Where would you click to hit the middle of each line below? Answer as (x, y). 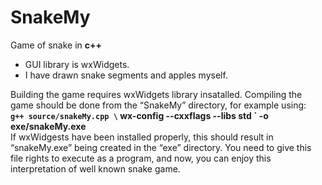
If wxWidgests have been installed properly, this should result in (142, 137)
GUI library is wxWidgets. (77, 64)
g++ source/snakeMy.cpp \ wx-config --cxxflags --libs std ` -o (139, 115)
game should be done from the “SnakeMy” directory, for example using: (158, 105)
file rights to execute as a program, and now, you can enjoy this (141, 158)
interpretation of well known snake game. (95, 168)
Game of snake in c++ (56, 45)
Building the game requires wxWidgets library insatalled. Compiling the (156, 94)
